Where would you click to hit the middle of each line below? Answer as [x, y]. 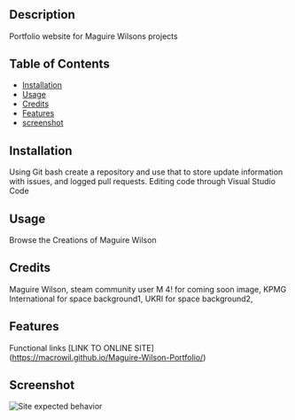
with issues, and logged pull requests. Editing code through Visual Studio [143, 182]
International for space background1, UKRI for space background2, [131, 299]
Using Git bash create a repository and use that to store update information [146, 172]
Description [42, 15]
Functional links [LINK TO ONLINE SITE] [82, 347]
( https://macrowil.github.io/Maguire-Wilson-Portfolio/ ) [108, 357]
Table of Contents [60, 64]
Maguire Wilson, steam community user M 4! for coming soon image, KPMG [148, 289]
